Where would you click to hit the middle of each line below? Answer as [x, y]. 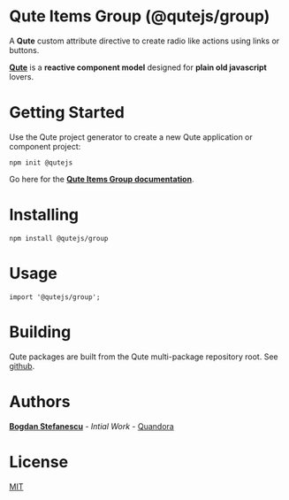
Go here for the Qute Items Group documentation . [102, 179]
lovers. [21, 76]
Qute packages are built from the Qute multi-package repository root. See [144, 357]
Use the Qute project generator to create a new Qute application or [131, 137]
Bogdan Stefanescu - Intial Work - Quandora [91, 426]
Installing [44, 215]
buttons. [24, 50]
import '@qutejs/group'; [55, 297]
